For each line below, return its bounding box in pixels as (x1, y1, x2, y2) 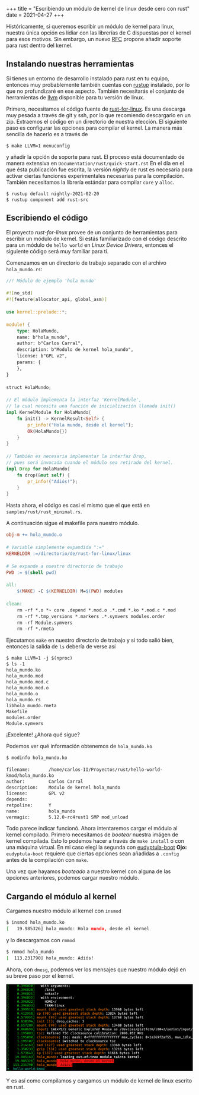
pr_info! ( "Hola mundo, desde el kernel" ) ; (27, 422, 134, 428)
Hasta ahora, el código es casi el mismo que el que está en (6, 502, 150, 509)
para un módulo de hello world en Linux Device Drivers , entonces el (6, 241, 174, 249)
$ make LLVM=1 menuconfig (6, 143, 70, 149)
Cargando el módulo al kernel (6, 892, 117, 902)
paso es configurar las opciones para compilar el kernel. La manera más (6, 124, 182, 131)
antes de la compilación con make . (6, 856, 89, 864)
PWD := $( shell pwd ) (6, 569, 57, 576)
